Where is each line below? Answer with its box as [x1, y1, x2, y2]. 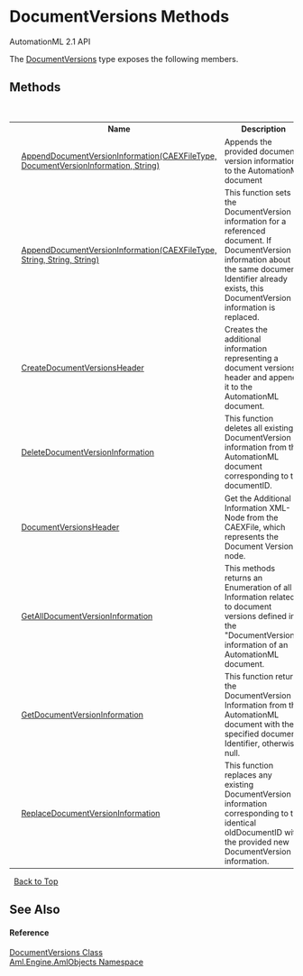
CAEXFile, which [224, 521, 286, 533]
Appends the [224, 136, 272, 147]
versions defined [224, 610, 287, 621]
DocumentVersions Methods [9, 6, 230, 27]
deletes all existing [224, 423, 294, 433]
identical [224, 817, 257, 828]
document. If [224, 234, 272, 245]
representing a [224, 353, 279, 363]
